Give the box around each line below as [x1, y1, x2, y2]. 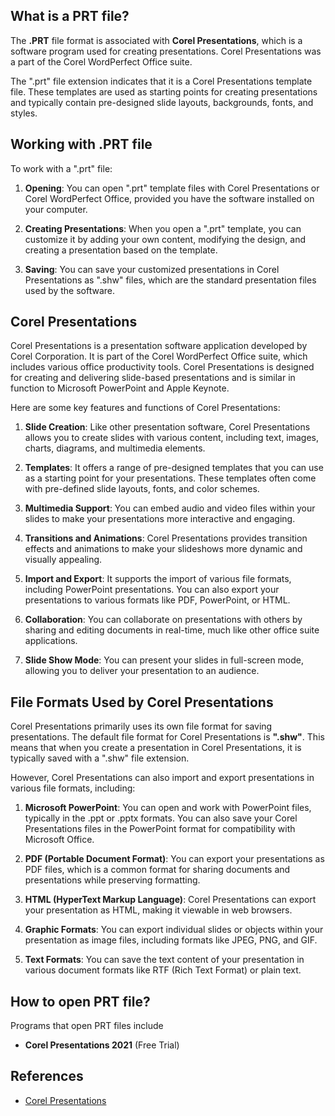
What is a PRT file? [10, 8, 130, 25]
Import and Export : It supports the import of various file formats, [24, 573, 292, 585]
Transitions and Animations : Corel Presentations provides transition [24, 532, 308, 544]
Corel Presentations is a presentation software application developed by [10, 340, 308, 352]
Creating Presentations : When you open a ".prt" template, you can [24, 222, 302, 234]
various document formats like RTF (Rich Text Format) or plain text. [24, 964, 302, 976]
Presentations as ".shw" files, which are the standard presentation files [24, 274, 317, 286]
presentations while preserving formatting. [24, 874, 201, 886]
